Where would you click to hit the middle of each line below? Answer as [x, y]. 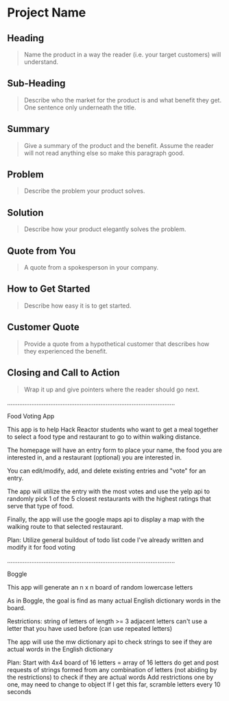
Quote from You [41, 251]
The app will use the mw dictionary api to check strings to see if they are [110, 642]
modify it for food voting [41, 547]
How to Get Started [49, 289]
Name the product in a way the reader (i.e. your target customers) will [122, 54]
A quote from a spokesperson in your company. [91, 268]
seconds [20, 691]
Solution [25, 212]
